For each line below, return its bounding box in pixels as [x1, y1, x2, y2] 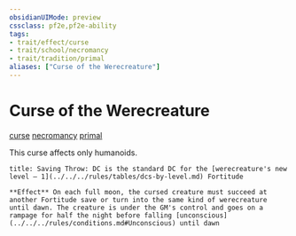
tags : [9, 29, 29, 38]
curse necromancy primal [9, 130, 103, 140]
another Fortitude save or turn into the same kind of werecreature [9, 195, 268, 204]
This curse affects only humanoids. [9, 147, 137, 158]
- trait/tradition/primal [9, 54, 105, 63]
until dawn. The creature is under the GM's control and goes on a [9, 203, 264, 212]
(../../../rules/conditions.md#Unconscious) [9, 218, 176, 227]
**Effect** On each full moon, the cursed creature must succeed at [9, 187, 268, 196]
